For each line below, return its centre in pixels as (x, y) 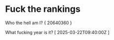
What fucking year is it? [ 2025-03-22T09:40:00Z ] (57, 32)
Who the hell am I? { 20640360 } (39, 23)
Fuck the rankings (43, 9)
